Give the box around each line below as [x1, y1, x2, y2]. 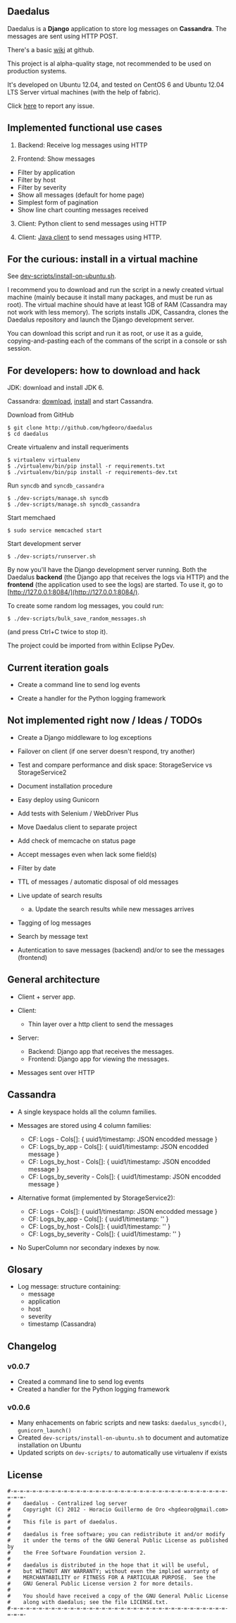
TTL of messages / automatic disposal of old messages [17, 877, 179, 886]
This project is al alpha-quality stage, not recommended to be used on [7, 59, 211, 68]
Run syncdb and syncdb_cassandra [7, 481, 104, 490]
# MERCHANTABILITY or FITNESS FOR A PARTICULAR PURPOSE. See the [7, 1574, 216, 1581]
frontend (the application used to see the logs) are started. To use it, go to [7, 580, 223, 589]
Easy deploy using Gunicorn [17, 795, 100, 803]
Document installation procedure [17, 782, 113, 790]
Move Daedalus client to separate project [17, 822, 137, 831]
